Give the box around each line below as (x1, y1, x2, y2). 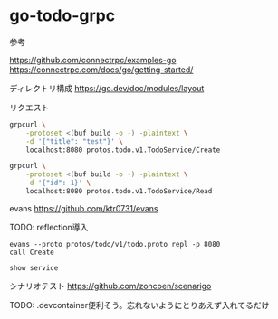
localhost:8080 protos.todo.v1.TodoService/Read (25, 187, 213, 196)
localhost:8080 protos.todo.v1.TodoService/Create (25, 145, 221, 155)
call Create (9, 248, 54, 257)
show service (9, 263, 59, 272)
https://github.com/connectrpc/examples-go (9, 54, 177, 65)
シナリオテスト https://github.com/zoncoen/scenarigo (9, 280, 212, 291)
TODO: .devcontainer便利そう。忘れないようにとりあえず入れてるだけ (9, 299, 270, 310)
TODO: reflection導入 (9, 221, 89, 232)
